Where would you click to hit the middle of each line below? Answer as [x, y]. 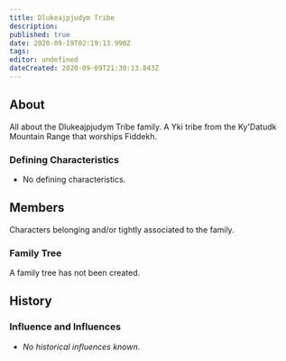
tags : [19, 52]
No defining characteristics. [74, 179]
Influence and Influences [65, 327]
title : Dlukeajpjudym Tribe [62, 18]
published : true [40, 34]
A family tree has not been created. [75, 273]
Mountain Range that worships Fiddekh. [83, 136]
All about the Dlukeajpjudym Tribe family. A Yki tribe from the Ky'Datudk [143, 127]
